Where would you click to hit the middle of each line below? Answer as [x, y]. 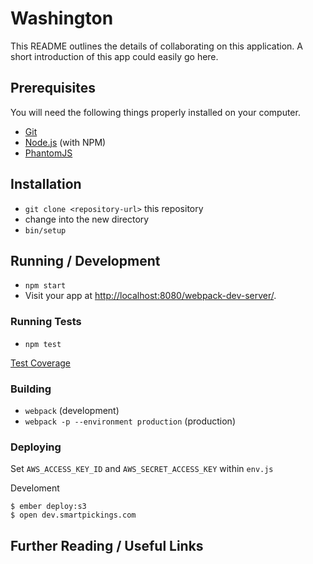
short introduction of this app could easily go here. [114, 56]
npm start [45, 286]
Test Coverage [40, 363]
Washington [62, 18]
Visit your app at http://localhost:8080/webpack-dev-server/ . [150, 296]
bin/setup [45, 230]
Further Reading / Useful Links [107, 545]
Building [31, 389]
